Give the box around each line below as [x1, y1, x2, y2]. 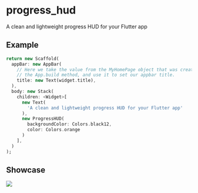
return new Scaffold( [6, 55, 60, 62]
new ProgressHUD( [21, 116, 65, 122]
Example [6, 40, 39, 50]
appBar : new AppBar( [11, 61, 62, 67]
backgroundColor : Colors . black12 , [27, 121, 112, 127]
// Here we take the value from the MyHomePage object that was [16, 66, 178, 72]
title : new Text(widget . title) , [16, 78, 96, 84]
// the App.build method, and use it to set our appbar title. [16, 72, 176, 78]
